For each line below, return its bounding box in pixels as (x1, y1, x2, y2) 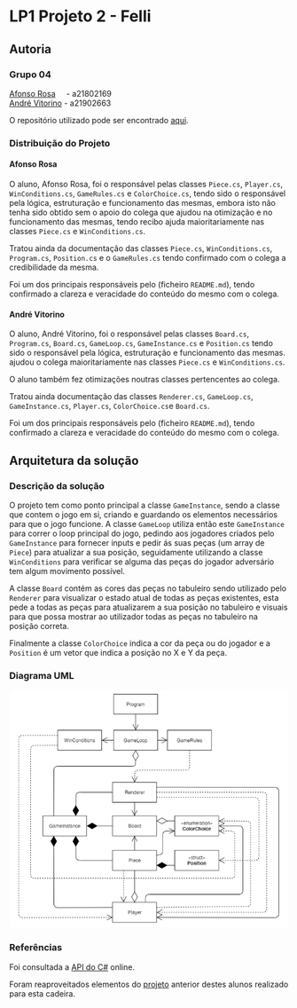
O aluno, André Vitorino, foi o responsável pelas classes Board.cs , (9, 328, 250, 339)
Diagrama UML (9, 669, 74, 681)
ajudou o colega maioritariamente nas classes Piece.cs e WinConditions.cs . (9, 357, 285, 367)
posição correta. (9, 620, 69, 631)
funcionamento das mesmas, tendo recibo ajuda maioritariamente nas (9, 217, 264, 227)
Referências (9, 941, 63, 954)
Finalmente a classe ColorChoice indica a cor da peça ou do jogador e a (9, 637, 270, 649)
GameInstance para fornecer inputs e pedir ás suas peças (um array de (9, 537, 265, 547)
